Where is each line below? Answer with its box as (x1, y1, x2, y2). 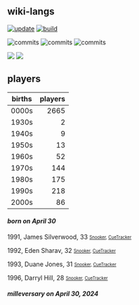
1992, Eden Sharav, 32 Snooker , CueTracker (7, 246, 116, 254)
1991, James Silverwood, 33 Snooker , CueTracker (7, 232, 132, 241)
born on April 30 (7, 217, 56, 225)
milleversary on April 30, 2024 (7, 290, 99, 298)
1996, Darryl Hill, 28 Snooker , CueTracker (7, 273, 108, 282)
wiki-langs (7, 6, 55, 18)
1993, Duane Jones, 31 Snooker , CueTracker (7, 260, 117, 268)
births (11, 94, 33, 104)
